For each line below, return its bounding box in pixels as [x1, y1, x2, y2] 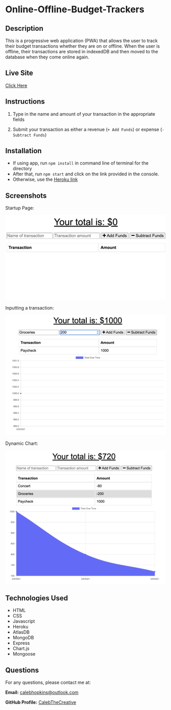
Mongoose [12, 651, 36, 657]
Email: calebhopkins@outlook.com [5, 689, 79, 696]
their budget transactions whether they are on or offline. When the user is [5, 43, 160, 49]
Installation [5, 147, 42, 155]
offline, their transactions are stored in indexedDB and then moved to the [5, 49, 158, 54]
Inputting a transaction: [5, 305, 54, 311]
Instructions [5, 97, 45, 106]
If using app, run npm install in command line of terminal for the [12, 160, 149, 166]
